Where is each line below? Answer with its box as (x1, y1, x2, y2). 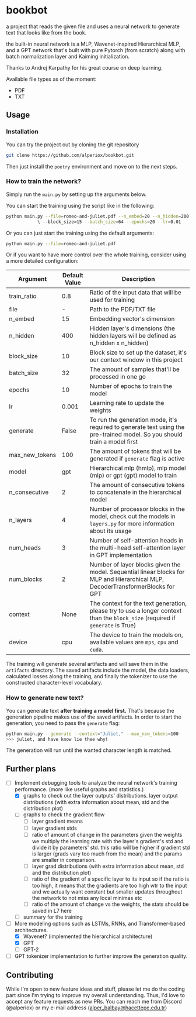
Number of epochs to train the (89, 382, 172, 390)
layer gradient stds (32, 824, 77, 832)
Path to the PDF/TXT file (89, 305, 156, 314)
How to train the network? (6, 177, 82, 185)
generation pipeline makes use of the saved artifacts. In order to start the (6, 713, 182, 720)
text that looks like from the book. (6, 29, 87, 36)
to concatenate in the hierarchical (89, 488, 182, 496)
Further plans (6, 764, 57, 774)
